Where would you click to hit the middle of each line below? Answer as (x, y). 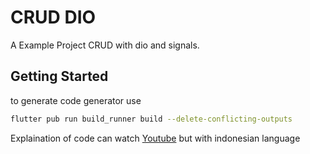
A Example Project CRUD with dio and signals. (105, 45)
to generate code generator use (76, 100)
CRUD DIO (53, 17)
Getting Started (59, 76)
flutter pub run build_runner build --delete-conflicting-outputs (151, 119)
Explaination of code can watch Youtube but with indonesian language (155, 138)
